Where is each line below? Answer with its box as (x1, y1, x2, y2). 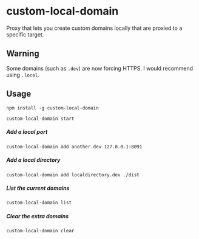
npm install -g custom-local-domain (6, 105, 99, 111)
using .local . (6, 71, 39, 78)
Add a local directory (6, 156, 61, 164)
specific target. (6, 30, 44, 38)
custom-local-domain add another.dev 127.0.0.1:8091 (6, 144, 143, 150)
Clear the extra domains (6, 213, 69, 220)
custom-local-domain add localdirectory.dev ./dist (6, 171, 140, 178)
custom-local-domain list (6, 199, 72, 206)
